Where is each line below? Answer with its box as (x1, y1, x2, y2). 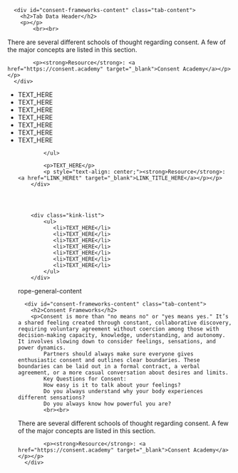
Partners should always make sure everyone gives (43, 350, 194, 358)
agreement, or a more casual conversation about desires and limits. (17, 369, 229, 376)
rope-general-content (17, 287, 82, 295)
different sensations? (17, 394, 86, 401)
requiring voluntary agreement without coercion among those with (17, 326, 219, 333)
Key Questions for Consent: (43, 375, 127, 383)
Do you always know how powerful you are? (43, 400, 172, 407)
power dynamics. (17, 344, 66, 351)
